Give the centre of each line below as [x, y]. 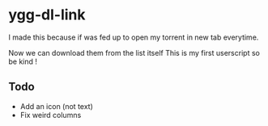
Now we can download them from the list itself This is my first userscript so [134, 52]
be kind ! [23, 61]
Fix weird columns [51, 115]
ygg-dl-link [47, 15]
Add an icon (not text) [56, 106]
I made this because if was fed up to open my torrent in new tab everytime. [134, 37]
